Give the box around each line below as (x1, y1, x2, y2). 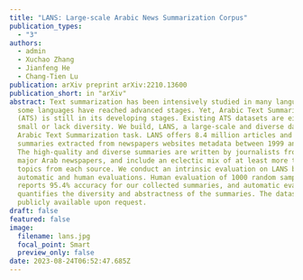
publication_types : (9, 22, 83, 31)
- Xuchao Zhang (17, 55, 75, 64)
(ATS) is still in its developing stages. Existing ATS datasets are (17, 114, 284, 123)
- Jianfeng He (17, 64, 70, 73)
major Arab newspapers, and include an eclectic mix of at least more (17, 155, 289, 165)
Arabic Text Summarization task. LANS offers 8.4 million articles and (17, 131, 293, 140)
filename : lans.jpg (17, 231, 91, 240)
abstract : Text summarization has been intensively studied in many (9, 97, 272, 107)
